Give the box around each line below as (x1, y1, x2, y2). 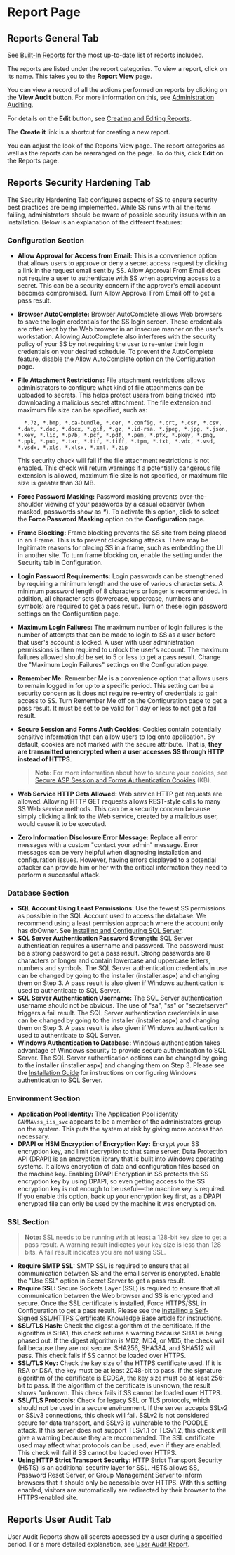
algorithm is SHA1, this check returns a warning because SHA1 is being (17, 1329, 222, 1337)
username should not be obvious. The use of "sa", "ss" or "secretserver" (17, 1001, 229, 1010)
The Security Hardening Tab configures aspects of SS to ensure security (7, 195, 217, 204)
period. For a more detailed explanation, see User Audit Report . (7, 1540, 190, 1548)
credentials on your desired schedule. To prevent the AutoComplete (17, 348, 214, 356)
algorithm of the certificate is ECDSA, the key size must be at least (17, 1373, 210, 1382)
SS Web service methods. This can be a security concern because (17, 805, 210, 813)
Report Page (7, 4, 81, 20)
